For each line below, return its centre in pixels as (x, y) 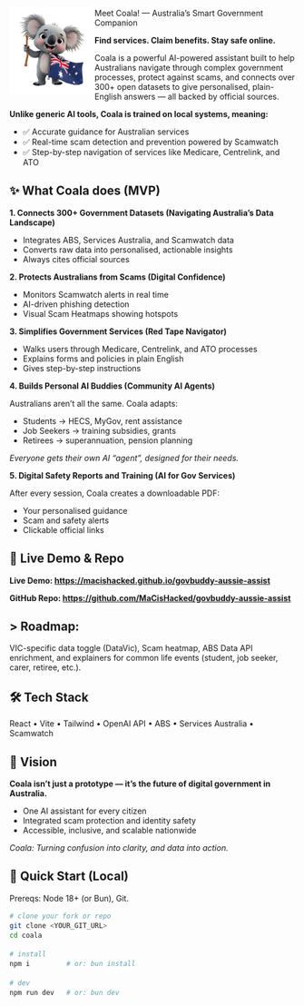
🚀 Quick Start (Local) (69, 877)
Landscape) (33, 222)
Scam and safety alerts (66, 520)
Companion (116, 23)
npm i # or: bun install (73, 964)
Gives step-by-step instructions (82, 368)
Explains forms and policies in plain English (103, 359)
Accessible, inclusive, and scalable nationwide (109, 831)
